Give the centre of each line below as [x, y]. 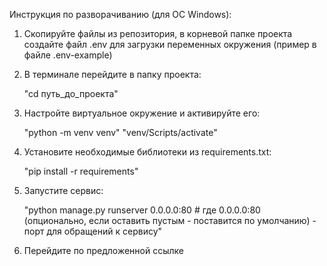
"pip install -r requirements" [81, 171]
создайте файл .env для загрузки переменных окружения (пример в [170, 44]
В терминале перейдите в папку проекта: [112, 74]
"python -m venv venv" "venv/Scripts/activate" [120, 132]
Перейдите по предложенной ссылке [103, 250]
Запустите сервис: [63, 190]
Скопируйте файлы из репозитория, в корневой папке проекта [158, 33]
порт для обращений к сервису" [93, 231]
